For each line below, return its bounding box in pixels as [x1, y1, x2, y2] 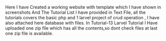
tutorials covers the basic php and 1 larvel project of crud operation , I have [5, 15, 160, 20]
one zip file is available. [5, 31, 53, 36]
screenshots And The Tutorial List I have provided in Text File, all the [5, 9, 146, 15]
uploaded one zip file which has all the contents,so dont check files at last [5, 25, 157, 31]
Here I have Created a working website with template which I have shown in [5, 4, 161, 10]
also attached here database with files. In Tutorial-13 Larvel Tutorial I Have [5, 20, 158, 26]
